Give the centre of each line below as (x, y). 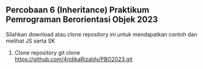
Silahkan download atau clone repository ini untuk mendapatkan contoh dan (102, 34)
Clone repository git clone (47, 53)
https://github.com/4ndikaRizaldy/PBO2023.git (73, 59)
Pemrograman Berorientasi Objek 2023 (82, 20)
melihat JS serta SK (31, 41)
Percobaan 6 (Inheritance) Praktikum (78, 10)
